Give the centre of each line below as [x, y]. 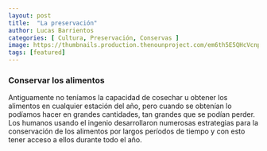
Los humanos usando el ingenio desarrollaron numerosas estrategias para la [133, 123]
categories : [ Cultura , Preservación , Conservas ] [94, 38]
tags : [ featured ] [37, 52]
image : [19, 45]
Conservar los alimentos [56, 80]
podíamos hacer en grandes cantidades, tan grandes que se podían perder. [132, 114]
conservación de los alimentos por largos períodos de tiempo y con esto [127, 131]
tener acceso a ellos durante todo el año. [75, 140]
